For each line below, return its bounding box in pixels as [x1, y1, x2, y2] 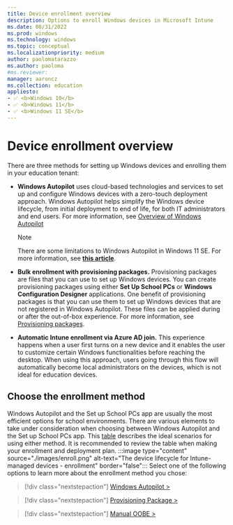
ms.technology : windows [7, 36, 77, 43]
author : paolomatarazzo [7, 56, 77, 63]
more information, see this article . [17, 253, 116, 262]
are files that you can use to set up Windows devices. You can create [17, 274, 216, 283]
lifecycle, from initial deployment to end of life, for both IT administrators [17, 204, 225, 213]
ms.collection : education [7, 82, 82, 89]
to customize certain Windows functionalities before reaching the [17, 348, 206, 356]
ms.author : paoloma [7, 62, 64, 69]
